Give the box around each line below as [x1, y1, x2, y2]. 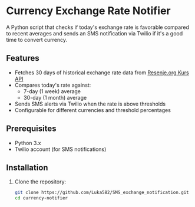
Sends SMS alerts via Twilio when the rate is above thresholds [14, 100, 166, 107]
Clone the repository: [14, 178, 67, 185]
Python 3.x [14, 139, 41, 146]
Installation [6, 162, 48, 172]
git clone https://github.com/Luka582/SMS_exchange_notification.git [14, 190, 190, 196]
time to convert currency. [6, 36, 68, 43]
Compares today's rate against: [14, 81, 91, 88]
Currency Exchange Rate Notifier [6, 4, 171, 18]
